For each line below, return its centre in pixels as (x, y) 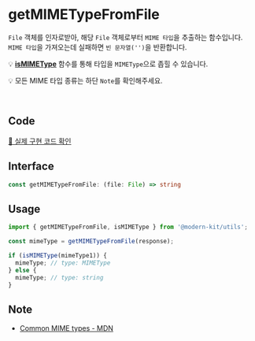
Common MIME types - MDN (67, 328)
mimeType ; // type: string (59, 277)
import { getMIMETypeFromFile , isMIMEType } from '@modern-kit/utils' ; (128, 227)
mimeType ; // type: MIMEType (63, 263)
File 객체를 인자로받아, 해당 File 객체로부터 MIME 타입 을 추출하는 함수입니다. (126, 37)
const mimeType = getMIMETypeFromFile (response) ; (91, 242)
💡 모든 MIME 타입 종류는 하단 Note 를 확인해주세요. (85, 80)
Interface (31, 167)
